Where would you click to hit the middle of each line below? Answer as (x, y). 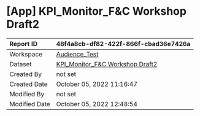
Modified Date (30, 104)
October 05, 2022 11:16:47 (97, 84)
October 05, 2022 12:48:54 (97, 104)
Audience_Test (77, 54)
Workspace (26, 54)
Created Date (29, 84)
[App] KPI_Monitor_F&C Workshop (97, 11)
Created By (25, 74)
